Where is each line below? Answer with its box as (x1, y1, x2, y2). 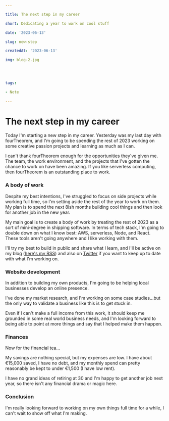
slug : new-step (5, 39, 37, 44)
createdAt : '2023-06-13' (5, 49, 58, 54)
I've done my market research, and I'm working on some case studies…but (5, 295, 160, 301)
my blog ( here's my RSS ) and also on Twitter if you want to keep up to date (5, 250, 161, 256)
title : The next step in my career (5, 12, 80, 17)
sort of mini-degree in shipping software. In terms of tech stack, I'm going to (5, 224, 164, 230)
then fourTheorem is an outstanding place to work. (5, 169, 110, 175)
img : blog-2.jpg (5, 58, 39, 63)
